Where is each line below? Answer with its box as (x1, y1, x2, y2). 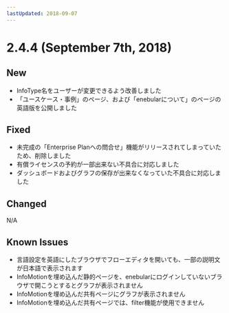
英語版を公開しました (16, 103, 77, 112)
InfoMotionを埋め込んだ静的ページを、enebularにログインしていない (16, 273, 210, 281)
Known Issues (6, 236, 69, 248)
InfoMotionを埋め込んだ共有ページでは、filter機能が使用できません (16, 299, 205, 307)
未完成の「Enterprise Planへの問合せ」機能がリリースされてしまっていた (16, 143, 221, 152)
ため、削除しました (16, 152, 72, 160)
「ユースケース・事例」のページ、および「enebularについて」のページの (16, 94, 221, 103)
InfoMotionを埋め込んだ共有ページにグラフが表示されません (16, 290, 186, 299)
